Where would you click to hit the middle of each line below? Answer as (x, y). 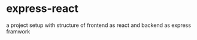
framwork (18, 31)
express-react (43, 9)
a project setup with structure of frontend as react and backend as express (99, 25)
